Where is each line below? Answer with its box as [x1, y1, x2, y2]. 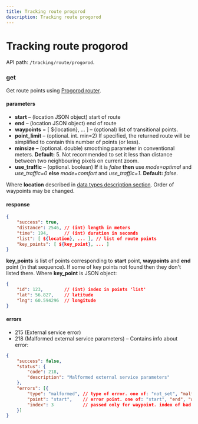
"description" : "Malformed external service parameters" [27, 375, 170, 380]
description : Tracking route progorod [6, 14, 101, 20]
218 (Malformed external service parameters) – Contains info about [14, 335, 178, 342]
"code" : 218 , [27, 369, 60, 375]
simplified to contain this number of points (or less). [14, 138, 140, 145]
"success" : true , [16, 219, 60, 225]
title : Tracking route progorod [6, 8, 85, 15]
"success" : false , [16, 358, 62, 364]
